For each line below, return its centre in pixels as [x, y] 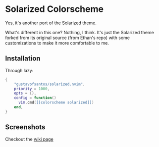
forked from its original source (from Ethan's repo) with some [68, 38]
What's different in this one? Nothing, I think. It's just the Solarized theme [80, 32]
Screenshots [25, 127]
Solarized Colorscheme [54, 9]
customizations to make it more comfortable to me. [57, 43]
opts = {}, [25, 93]
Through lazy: [19, 70]
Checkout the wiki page [29, 139]
